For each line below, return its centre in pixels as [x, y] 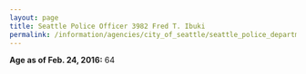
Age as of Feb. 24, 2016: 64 [62, 60]
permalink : [30, 34]
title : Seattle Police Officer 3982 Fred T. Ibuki [107, 26]
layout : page [34, 18]
